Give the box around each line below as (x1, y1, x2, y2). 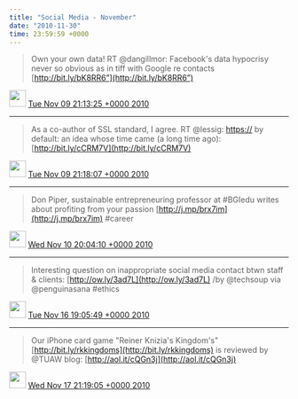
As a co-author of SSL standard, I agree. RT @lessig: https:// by (30, 124, 264, 135)
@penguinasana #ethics (30, 284, 120, 294)
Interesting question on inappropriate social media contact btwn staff (30, 265, 284, 276)
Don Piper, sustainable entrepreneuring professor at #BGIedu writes (30, 194, 279, 205)
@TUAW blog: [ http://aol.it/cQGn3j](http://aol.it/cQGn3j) (30, 354, 237, 364)
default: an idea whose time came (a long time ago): (30, 134, 222, 145)
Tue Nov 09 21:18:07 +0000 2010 (27, 169, 149, 180)
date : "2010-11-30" (9, 21, 82, 30)
